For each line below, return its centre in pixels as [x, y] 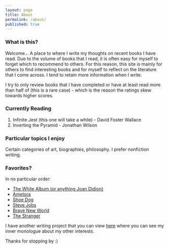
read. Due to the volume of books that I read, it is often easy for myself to [82, 59]
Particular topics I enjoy [35, 138]
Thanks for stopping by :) [32, 241]
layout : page [19, 10]
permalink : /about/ [26, 19]
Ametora [22, 195]
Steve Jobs [24, 205]
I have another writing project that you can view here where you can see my [84, 226]
